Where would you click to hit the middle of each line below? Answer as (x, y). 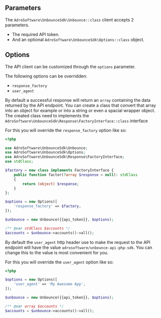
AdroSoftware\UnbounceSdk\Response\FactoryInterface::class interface (76, 121)
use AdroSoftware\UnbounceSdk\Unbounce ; (47, 148)
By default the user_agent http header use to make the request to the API (78, 242)
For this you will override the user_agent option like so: (59, 262)
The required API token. (36, 34)
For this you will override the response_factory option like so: (66, 130)
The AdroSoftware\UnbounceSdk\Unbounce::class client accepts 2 (70, 19)
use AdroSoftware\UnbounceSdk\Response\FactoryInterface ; (65, 157)
